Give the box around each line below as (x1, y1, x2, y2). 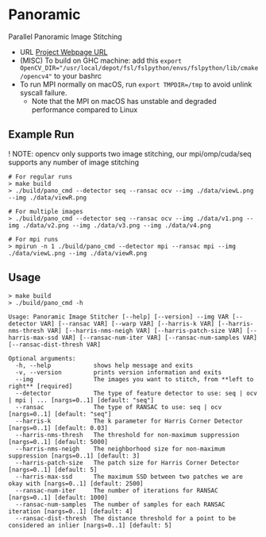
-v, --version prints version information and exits (15, 368, 222, 377)
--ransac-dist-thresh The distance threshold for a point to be (15, 514, 237, 522)
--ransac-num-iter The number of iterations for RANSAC (15, 486, 218, 494)
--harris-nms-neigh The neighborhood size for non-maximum (15, 445, 226, 453)
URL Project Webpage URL (19, 47, 108, 56)
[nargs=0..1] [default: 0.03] (8, 423, 109, 432)
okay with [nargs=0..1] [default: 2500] (8, 479, 145, 488)
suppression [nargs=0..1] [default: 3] (8, 451, 141, 460)
